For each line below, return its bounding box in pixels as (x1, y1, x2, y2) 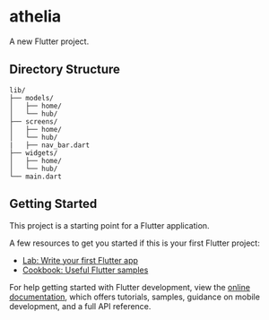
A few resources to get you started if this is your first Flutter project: (9, 238, 260, 248)
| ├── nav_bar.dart (9, 141, 91, 150)
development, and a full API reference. (9, 300, 152, 311)
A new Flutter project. (9, 36, 90, 47)
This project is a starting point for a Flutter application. (9, 220, 210, 230)
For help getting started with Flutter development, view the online (9, 281, 251, 292)
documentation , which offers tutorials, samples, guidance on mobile (9, 291, 260, 302)
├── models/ (9, 93, 54, 102)
